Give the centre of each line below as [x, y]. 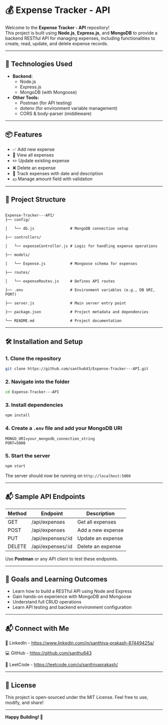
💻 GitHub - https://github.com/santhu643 [48, 653]
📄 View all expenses [33, 155]
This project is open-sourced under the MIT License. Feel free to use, [77, 697]
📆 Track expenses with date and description [58, 173]
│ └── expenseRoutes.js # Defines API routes [60, 281]
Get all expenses [97, 522]
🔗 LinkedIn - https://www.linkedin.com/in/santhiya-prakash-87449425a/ [79, 643]
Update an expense [100, 538]
